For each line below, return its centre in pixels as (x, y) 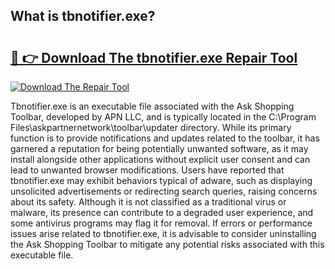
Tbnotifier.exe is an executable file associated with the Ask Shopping (152, 106)
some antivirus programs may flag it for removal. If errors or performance (161, 223)
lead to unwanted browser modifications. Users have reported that (147, 170)
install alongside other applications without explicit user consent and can (160, 159)
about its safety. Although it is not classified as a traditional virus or (148, 202)
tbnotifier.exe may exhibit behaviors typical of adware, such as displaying (161, 180)
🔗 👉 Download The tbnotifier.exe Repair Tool (154, 57)
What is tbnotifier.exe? (83, 16)
